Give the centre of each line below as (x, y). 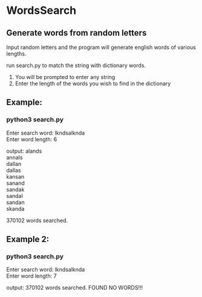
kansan (15, 176)
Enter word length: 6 (32, 139)
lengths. (16, 54)
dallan (14, 164)
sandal (15, 196)
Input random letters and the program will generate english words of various (101, 47)
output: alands (24, 151)
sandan (16, 202)
